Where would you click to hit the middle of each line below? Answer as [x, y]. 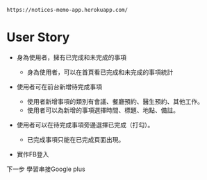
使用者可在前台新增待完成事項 [59, 87]
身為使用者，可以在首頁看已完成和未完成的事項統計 [100, 72]
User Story [38, 37]
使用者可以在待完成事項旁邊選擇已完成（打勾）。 [85, 125]
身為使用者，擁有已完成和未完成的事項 [71, 57]
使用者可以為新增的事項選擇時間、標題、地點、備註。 [103, 110]
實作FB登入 [33, 154]
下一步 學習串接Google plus [46, 169]
